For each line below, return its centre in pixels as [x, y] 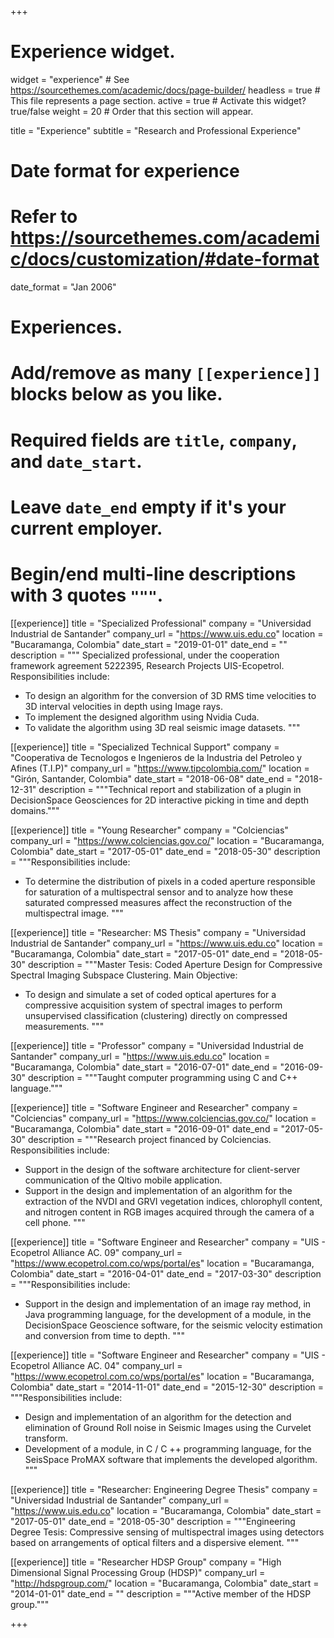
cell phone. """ [55, 1222]
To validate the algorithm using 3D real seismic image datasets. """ [162, 727]
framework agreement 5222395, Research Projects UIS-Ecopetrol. [147, 665]
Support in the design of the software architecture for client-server [162, 1169]
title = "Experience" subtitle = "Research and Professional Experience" [156, 130]
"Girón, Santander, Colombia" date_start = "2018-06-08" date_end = [151, 778]
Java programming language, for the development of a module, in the [168, 1314]
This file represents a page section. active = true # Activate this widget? [158, 100]
